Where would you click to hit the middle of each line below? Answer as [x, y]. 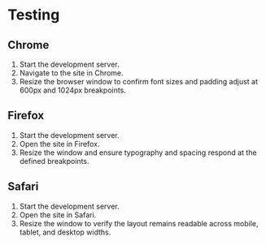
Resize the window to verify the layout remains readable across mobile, [139, 223]
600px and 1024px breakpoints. [73, 90]
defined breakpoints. [54, 161]
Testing [34, 15]
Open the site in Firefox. [59, 144]
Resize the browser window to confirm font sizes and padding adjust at [138, 82]
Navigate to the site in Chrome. [71, 73]
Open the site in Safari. [58, 215]
